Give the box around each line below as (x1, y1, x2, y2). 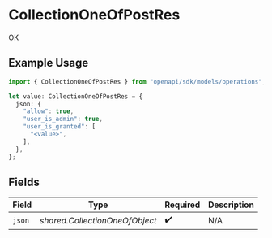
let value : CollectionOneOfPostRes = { (8, 92, 143, 101)
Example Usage (8, 56, 89, 70)
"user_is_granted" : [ (23, 123, 96, 131)
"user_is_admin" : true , (23, 115, 104, 123)
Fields (8, 175, 40, 188)
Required (164, 199, 201, 210)
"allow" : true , (23, 107, 74, 115)
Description (207, 199, 255, 210)
